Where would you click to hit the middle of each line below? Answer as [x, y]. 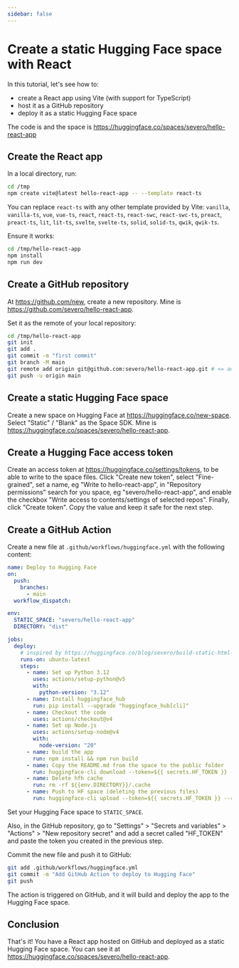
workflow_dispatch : [43, 601]
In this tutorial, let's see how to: [53, 84]
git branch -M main [36, 363]
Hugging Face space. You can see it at [64, 949]
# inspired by [41, 653]
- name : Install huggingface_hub [76, 699]
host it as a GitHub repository [61, 105]
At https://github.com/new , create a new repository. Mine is [94, 301]
